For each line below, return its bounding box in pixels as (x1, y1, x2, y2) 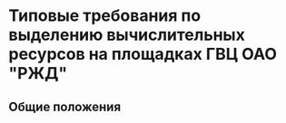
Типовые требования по (8, 5, 202, 26)
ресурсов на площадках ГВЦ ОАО (8, 44, 278, 64)
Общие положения (8, 99, 122, 114)
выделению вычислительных (8, 24, 246, 45)
